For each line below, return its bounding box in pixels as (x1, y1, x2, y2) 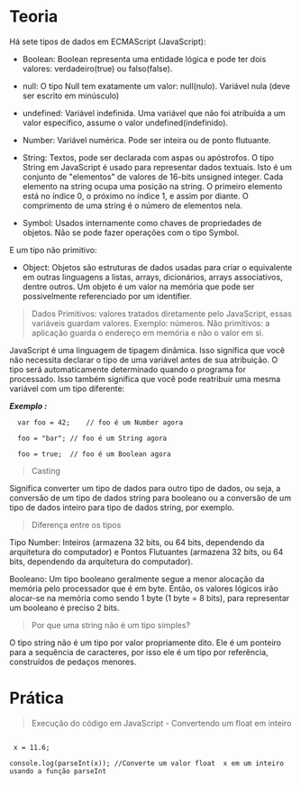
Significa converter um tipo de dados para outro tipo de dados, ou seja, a (9, 482, 281, 493)
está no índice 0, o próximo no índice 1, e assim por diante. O (22, 190, 250, 201)
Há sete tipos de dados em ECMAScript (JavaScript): (9, 36, 206, 47)
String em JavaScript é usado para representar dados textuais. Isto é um (22, 161, 293, 172)
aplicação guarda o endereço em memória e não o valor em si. (31, 327, 264, 338)
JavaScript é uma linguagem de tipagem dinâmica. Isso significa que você (9, 344, 286, 355)
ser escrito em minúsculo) (22, 90, 120, 101)
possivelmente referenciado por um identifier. (22, 290, 192, 301)
